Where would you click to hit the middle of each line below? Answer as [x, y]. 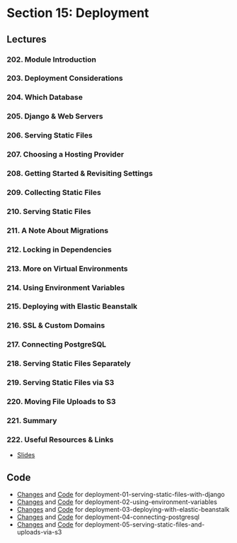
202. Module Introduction [52, 60]
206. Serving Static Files [50, 135]
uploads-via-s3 [39, 532]
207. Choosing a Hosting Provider [65, 155]
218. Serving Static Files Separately [69, 364]
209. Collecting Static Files [54, 192]
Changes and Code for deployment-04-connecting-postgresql [108, 517]
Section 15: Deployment [78, 13]
